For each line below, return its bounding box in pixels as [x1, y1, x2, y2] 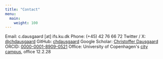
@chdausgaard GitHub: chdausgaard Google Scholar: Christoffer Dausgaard [5, 39, 158, 45]
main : [9, 16, 21, 21]
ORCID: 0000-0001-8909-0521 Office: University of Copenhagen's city [5, 44, 148, 49]
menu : [5, 12, 16, 16]
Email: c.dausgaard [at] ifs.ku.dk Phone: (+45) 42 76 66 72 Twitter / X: [5, 34, 146, 39]
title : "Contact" [5, 7, 40, 12]
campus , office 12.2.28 [5, 49, 51, 55]
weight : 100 [14, 20, 38, 25]
